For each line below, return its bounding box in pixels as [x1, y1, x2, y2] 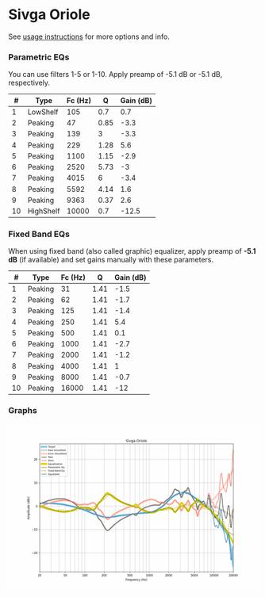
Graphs [8, 405, 37, 416]
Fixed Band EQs [8, 228, 70, 239]
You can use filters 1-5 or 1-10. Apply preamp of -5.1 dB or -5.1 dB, [8, 70, 223, 79]
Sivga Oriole [8, 6, 90, 24]
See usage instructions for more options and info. [8, 32, 171, 41]
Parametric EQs [8, 52, 70, 63]
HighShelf [27, 206, 60, 216]
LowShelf [27, 107, 59, 117]
